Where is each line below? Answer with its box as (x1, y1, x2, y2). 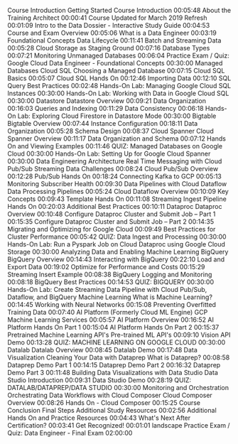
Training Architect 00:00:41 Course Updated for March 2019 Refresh (7, 13, 207, 22)
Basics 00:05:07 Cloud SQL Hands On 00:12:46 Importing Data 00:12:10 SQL (7, 74, 232, 82)
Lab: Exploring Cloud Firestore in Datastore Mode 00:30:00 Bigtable (17, 112, 217, 120)
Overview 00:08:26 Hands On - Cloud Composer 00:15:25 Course (7, 399, 201, 407)
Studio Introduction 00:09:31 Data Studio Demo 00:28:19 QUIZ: (7, 376, 192, 384)
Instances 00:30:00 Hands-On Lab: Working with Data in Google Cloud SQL (7, 89, 229, 97)
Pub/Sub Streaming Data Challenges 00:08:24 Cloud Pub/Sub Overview (7, 165, 219, 173)
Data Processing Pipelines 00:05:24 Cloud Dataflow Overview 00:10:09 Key (7, 188, 229, 195)
